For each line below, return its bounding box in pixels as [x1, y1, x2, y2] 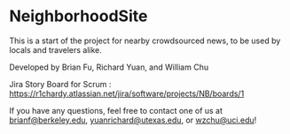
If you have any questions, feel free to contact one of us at [9, 105, 223, 115]
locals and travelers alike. [9, 44, 102, 55]
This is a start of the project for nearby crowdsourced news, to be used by [9, 35, 281, 46]
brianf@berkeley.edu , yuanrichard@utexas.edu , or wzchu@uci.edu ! [9, 115, 257, 125]
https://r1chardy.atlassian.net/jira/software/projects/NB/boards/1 [9, 88, 245, 99]
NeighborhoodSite [9, 6, 148, 26]
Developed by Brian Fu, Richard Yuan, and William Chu [9, 62, 209, 72]
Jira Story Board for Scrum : [9, 78, 112, 89]
